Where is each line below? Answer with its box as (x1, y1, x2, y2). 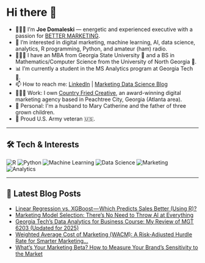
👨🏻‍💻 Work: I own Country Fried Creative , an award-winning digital (15, 89, 181, 96)
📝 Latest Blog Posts (6, 189, 81, 199)
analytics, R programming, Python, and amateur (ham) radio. (15, 45, 168, 52)
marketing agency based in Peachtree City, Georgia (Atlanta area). (15, 96, 182, 103)
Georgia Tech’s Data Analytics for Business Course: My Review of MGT (15, 217, 194, 225)
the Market (15, 250, 43, 258)
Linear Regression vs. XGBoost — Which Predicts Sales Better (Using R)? (15, 205, 197, 212)
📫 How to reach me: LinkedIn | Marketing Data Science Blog (15, 80, 168, 88)
